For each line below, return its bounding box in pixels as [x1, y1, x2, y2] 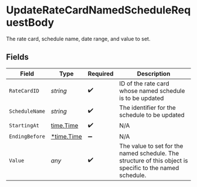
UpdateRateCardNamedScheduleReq [6, 4, 191, 17]
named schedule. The [119, 149, 179, 157]
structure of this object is [119, 156, 188, 164]
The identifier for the [119, 103, 176, 112]
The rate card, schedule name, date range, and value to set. [6, 35, 151, 42]
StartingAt [9, 122, 39, 129]
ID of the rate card [119, 79, 169, 88]
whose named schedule [119, 86, 185, 95]
